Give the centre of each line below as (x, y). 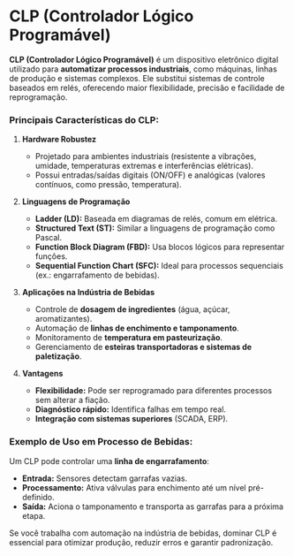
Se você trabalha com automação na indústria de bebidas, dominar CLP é (143, 533)
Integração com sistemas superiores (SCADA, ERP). (132, 419)
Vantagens (42, 374)
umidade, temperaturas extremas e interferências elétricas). (144, 166)
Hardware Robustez (59, 140)
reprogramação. (38, 97)
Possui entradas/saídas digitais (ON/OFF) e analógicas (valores (150, 175)
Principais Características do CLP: (84, 119)
